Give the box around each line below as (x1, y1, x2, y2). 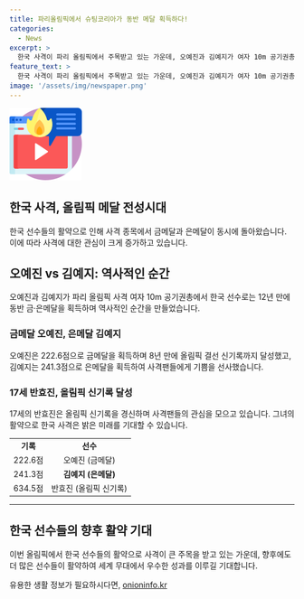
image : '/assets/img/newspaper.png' (9, 81, 147, 90)
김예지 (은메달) (62, 469, 116, 480)
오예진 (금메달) (62, 454, 116, 465)
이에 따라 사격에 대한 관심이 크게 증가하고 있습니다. (9, 237, 188, 248)
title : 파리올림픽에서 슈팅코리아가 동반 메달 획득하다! (9, 14, 188, 23)
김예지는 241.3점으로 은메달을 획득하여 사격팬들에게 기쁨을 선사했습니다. (9, 361, 264, 372)
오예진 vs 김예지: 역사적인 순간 (9, 266, 170, 281)
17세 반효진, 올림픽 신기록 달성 (9, 386, 133, 398)
